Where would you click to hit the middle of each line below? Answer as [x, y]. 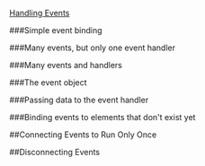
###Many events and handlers [66, 65]
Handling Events [40, 13]
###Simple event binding [56, 30]
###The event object [48, 83]
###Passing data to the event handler [79, 100]
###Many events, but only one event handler [93, 48]
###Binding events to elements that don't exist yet [102, 117]
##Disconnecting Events [55, 152]
